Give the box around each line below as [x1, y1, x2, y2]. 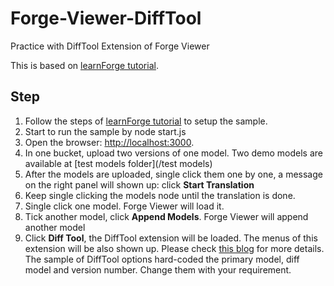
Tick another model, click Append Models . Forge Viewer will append [24, 210, 309, 222]
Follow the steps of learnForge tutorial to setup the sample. [24, 115, 268, 127]
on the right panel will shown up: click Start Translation [24, 178, 255, 191]
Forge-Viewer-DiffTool [10, 7, 202, 30]
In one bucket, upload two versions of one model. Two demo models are [24, 147, 323, 159]
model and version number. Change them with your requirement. [24, 263, 292, 276]
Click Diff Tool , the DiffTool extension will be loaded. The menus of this [24, 232, 318, 244]
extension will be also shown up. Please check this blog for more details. [24, 242, 325, 254]
